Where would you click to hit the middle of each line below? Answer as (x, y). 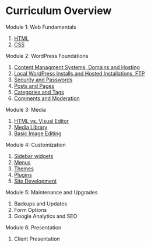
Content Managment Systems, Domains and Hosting (77, 67)
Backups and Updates (41, 204)
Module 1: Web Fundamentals (41, 27)
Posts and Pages (34, 85)
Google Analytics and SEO (45, 216)
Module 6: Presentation (34, 227)
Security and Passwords (43, 80)
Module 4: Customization (36, 145)
